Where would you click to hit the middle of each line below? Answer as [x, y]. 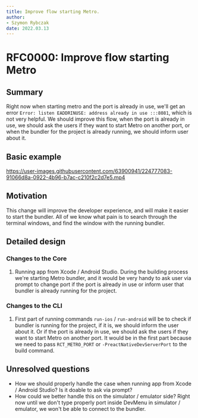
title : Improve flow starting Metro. [53, 12]
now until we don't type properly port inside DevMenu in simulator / [98, 403]
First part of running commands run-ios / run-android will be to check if [103, 319]
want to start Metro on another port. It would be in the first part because [103, 338]
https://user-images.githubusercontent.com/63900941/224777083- [89, 171]
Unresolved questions [48, 369]
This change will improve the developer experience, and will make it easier [98, 210]
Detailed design [36, 242]
